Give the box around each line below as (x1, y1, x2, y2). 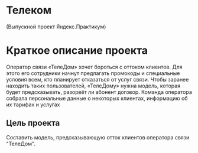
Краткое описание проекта (6, 44, 148, 57)
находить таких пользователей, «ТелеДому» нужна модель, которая (6, 82, 181, 89)
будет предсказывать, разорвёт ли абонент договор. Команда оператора (6, 88, 192, 95)
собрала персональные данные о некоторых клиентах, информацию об (6, 95, 188, 102)
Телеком (6, 4, 52, 17)
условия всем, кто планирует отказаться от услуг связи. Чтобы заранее (6, 76, 189, 83)
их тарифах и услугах (6, 101, 60, 108)
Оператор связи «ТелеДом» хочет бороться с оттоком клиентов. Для (6, 63, 183, 70)
